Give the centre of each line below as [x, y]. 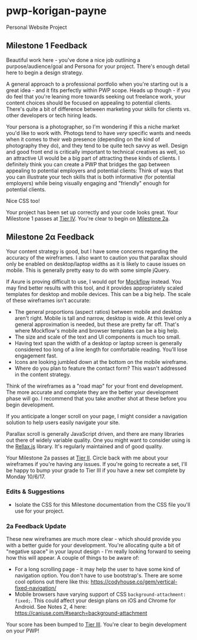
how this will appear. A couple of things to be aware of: [73, 558]
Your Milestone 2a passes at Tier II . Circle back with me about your [87, 458]
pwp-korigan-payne [56, 11]
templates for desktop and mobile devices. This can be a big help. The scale [98, 294]
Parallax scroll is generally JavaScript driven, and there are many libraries [95, 434]
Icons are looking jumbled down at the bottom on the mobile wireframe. [101, 362]
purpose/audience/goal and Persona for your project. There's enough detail [98, 66]
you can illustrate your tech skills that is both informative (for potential [91, 177]
